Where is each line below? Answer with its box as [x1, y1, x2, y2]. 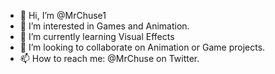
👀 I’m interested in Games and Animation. [19, 20, 190, 32]
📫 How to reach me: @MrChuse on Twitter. [19, 53, 200, 64]
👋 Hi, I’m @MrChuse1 [19, 10, 107, 21]
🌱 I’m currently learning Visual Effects [19, 31, 175, 42]
